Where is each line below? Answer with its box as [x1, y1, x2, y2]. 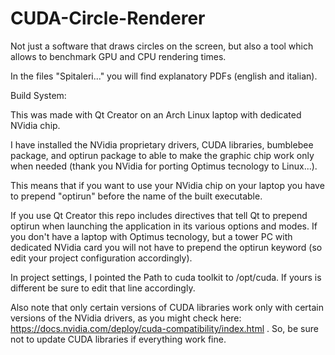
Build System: [10, 89, 67, 101]
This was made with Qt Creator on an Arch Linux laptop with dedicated [10, 108, 302, 121]
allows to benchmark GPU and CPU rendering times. [10, 50, 227, 62]
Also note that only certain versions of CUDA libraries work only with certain [10, 301, 324, 313]
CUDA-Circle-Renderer [10, 7, 206, 30]
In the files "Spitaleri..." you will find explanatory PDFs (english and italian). [10, 70, 318, 82]
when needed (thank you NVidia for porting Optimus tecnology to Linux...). [10, 160, 318, 172]
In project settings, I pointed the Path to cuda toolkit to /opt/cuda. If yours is [10, 271, 322, 283]
